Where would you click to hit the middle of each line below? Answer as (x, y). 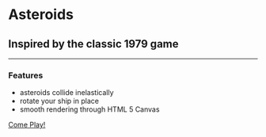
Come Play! (27, 125)
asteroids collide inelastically (66, 93)
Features (26, 75)
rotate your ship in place (59, 101)
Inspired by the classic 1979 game (94, 44)
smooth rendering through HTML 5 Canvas (89, 109)
